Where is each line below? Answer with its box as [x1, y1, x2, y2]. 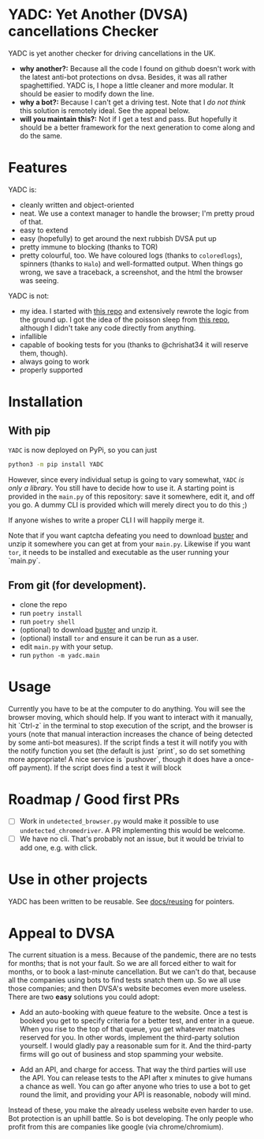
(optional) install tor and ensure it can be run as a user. [19, 633, 199, 643]
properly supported [19, 365, 84, 375]
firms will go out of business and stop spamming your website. [19, 1050, 224, 1059]
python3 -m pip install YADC [8, 460, 104, 468]
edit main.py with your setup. [19, 642, 113, 651]
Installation [8, 393, 84, 411]
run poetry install [19, 608, 83, 617]
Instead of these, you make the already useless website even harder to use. [8, 1105, 254, 1115]
